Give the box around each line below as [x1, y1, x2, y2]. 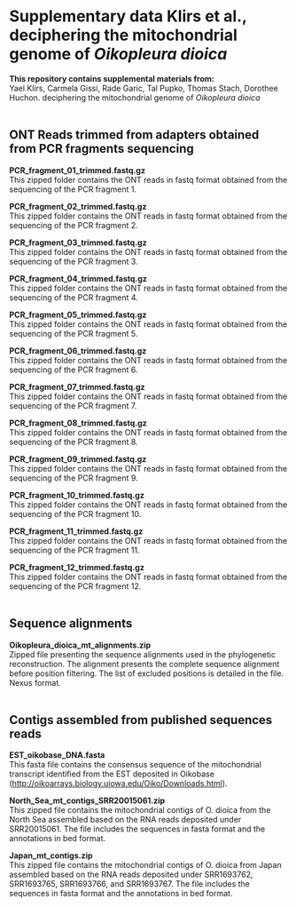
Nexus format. [9, 677, 62, 688]
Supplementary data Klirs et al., [9, 6, 247, 27]
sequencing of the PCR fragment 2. [9, 219, 139, 230]
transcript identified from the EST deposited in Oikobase [9, 768, 215, 779]
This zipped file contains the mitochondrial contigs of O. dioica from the [9, 805, 271, 816]
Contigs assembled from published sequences [9, 712, 273, 728]
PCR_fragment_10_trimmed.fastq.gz [9, 489, 144, 500]
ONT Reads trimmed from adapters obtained [9, 127, 260, 143]
